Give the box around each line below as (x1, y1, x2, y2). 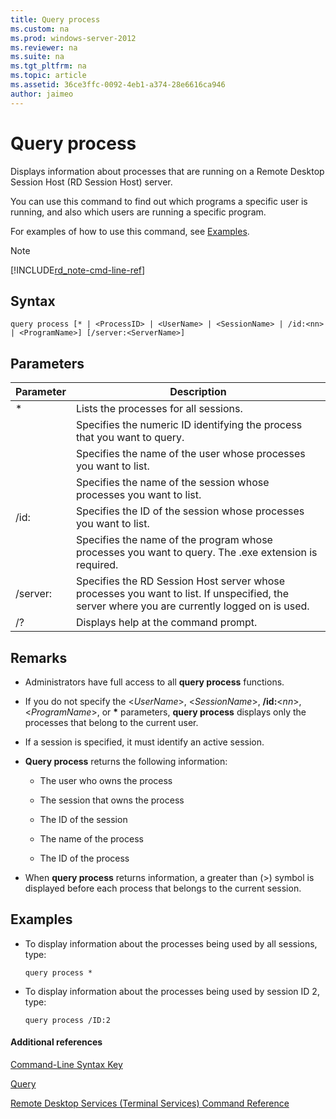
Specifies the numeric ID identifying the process (75, 418, 303, 432)
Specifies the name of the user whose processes (75, 447, 306, 461)
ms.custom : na (10, 24, 70, 34)
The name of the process (39, 833, 144, 845)
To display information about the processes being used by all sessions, (24, 937, 318, 950)
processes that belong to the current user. (24, 717, 199, 728)
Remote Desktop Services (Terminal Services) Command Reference (10, 1097, 290, 1110)
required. (75, 558, 119, 572)
